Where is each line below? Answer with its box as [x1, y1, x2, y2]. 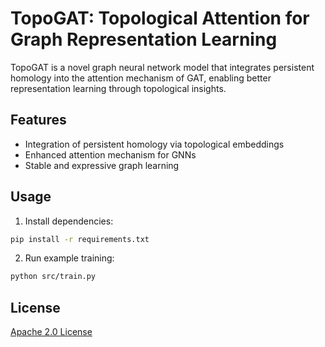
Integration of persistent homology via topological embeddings [24, 138, 285, 150]
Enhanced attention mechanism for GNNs [24, 148, 197, 161]
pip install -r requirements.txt [10, 234, 150, 244]
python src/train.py [10, 272, 97, 282]
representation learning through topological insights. [10, 82, 227, 94]
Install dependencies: [24, 215, 114, 227]
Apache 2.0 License [10, 326, 93, 338]
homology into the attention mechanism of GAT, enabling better [10, 72, 272, 84]
